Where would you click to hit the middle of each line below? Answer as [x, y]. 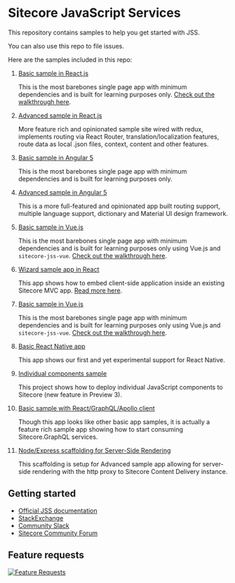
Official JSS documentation [58, 511]
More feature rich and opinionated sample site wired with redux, [111, 129]
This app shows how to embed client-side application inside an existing [121, 283]
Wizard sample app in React [59, 269]
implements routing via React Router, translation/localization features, [119, 136]
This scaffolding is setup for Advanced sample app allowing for [109, 464]
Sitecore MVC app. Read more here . [70, 290]
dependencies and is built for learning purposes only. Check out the [116, 94]
